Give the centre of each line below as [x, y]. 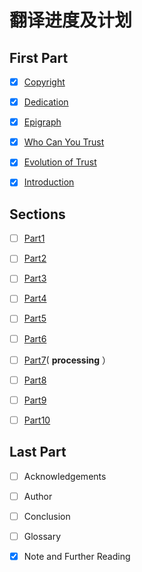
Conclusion [47, 516]
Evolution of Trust [60, 162]
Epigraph [42, 122]
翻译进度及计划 [71, 20]
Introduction [49, 182]
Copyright [44, 82]
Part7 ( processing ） [67, 360]
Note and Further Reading [77, 556]
